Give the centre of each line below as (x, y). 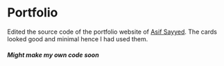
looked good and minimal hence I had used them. (78, 38)
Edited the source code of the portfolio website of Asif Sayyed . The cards (112, 32)
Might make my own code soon (53, 55)
